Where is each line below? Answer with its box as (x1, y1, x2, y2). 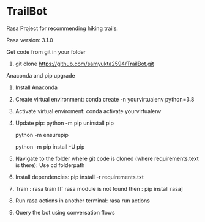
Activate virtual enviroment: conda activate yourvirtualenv (15, 107, 162, 114)
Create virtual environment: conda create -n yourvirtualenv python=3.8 (15, 95, 195, 103)
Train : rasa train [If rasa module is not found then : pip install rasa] (15, 185, 184, 192)
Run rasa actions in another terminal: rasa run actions (15, 197, 150, 204)
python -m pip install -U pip (15, 142, 85, 150)
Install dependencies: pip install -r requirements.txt (15, 173, 144, 180)
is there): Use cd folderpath (15, 161, 85, 169)
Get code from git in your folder (6, 48, 86, 56)
